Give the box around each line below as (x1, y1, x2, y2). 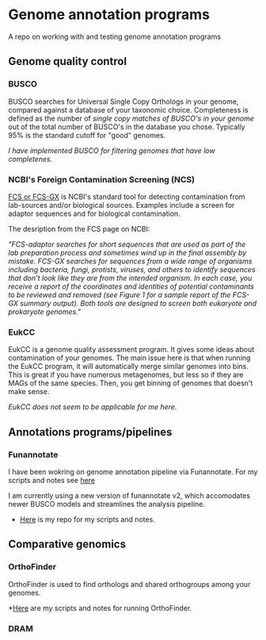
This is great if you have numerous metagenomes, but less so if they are (8, 370, 244, 380)
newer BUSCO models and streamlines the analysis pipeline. (8, 499, 206, 508)
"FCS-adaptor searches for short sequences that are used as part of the (8, 240, 246, 249)
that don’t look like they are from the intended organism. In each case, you (8, 273, 253, 282)
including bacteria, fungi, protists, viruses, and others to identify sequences (8, 264, 256, 274)
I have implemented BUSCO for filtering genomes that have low (8, 145, 215, 155)
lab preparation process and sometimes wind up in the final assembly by (8, 247, 247, 257)
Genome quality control (8, 55, 127, 68)
